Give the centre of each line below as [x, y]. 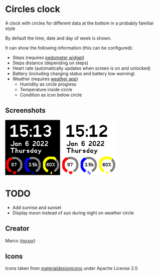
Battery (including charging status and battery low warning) [74, 73]
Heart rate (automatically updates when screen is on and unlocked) [81, 68]
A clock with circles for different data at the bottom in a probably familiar [79, 23]
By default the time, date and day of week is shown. [58, 38]
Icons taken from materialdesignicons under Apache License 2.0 [72, 268]
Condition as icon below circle [51, 95]
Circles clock [33, 9]
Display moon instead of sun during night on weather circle [73, 213]
